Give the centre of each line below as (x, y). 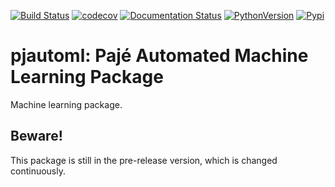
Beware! (36, 136)
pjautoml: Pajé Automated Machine (159, 56)
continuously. (38, 171)
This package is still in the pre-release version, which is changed (144, 160)
